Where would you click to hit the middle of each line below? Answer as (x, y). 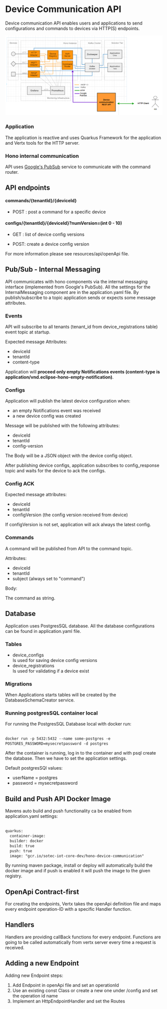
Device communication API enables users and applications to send (74, 23)
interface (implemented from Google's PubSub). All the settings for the (78, 287)
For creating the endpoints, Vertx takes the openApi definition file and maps (83, 904)
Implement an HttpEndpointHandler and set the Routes (69, 1001)
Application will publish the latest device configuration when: (68, 401)
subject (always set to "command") (49, 578)
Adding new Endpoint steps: (34, 975)
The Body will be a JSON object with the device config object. (69, 456)
